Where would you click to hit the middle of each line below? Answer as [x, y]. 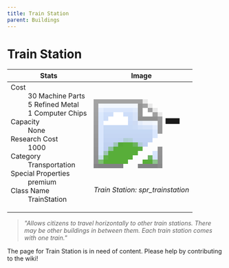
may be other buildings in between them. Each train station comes [118, 231]
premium [42, 182]
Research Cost [34, 139]
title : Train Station [38, 13]
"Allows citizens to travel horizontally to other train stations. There [118, 223]
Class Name [30, 191]
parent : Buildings [33, 20]
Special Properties [40, 174]
